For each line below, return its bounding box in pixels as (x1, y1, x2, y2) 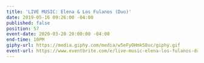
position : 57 (6, 25, 39, 32)
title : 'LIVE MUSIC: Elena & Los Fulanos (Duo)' (6, 8, 132, 15)
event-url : (6, 48, 34, 54)
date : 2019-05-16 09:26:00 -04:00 (6, 14, 94, 20)
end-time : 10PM (6, 37, 45, 43)
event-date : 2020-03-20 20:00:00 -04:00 (6, 31, 110, 37)
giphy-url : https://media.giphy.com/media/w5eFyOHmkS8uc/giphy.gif (6, 43, 181, 49)
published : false (6, 20, 50, 26)
